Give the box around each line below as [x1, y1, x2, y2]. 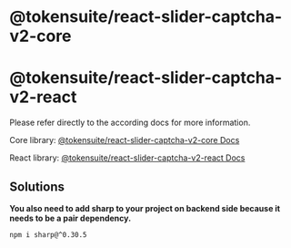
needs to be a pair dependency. [9, 212, 132, 223]
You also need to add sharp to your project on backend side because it [9, 202, 280, 213]
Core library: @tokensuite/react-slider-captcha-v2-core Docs [9, 135, 240, 146]
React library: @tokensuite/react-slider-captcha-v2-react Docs [9, 152, 246, 163]
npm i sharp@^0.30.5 [9, 230, 88, 239]
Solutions [9, 179, 65, 194]
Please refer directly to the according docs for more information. [9, 117, 251, 129]
